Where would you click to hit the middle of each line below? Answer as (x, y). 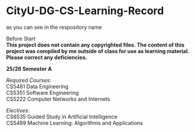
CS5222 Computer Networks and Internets (58, 99)
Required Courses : (29, 80)
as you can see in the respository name (54, 27)
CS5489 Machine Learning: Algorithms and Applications (74, 123)
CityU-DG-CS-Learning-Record (85, 11)
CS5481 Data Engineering (38, 86)
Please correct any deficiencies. (47, 57)
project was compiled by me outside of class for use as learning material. (97, 51)
